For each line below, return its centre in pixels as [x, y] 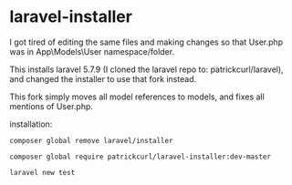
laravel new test [42, 172]
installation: [31, 124]
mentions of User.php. [52, 106]
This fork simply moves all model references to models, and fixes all [137, 97]
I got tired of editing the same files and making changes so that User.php [146, 42]
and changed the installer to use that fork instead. [103, 78]
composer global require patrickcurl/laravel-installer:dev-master [141, 157]
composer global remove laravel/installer [91, 140]
